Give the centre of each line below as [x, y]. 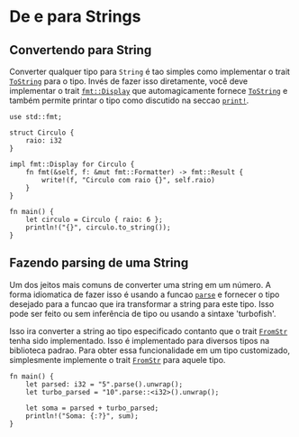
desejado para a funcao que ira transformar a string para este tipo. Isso [142, 303]
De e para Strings [75, 17]
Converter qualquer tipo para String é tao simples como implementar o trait [150, 71]
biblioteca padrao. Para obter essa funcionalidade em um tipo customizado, [150, 350]
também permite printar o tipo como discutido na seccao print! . [129, 100]
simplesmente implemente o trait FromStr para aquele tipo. [118, 359]
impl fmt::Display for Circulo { [72, 164]
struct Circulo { [42, 133]
